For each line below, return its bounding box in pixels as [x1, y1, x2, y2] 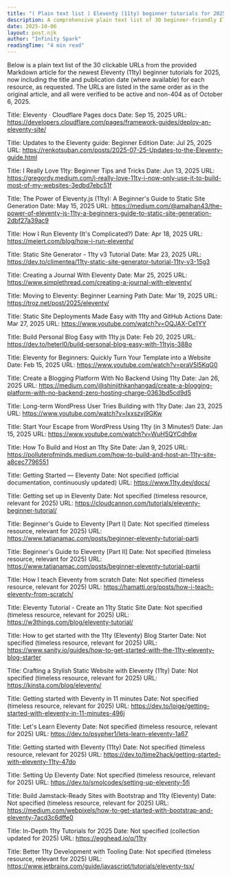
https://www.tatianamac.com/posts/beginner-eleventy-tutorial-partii [7, 562, 201, 570]
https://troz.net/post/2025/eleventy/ [7, 299, 109, 307]
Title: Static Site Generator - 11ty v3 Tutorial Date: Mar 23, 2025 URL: [7, 250, 201, 258]
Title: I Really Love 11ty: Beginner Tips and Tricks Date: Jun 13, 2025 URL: [7, 166, 215, 175]
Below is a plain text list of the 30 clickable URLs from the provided [7, 61, 197, 69]
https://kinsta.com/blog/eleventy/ [7, 681, 102, 689]
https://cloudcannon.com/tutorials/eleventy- [74, 499, 201, 507]
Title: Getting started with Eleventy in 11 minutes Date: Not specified [7, 695, 199, 702]
